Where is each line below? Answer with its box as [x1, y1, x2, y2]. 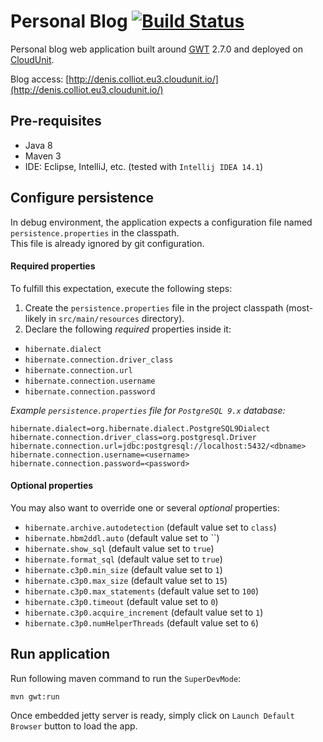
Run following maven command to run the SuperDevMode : [10, 672, 242, 684]
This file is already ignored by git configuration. [10, 237, 205, 249]
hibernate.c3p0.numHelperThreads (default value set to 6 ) [24, 616, 260, 629]
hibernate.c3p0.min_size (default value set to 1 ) [24, 563, 223, 575]
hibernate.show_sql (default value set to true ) [24, 542, 215, 554]
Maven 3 [24, 150, 62, 162]
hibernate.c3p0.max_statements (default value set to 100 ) [24, 585, 260, 597]
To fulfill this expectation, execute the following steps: [10, 282, 233, 294]
